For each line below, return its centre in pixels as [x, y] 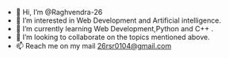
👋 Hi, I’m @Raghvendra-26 [59, 12]
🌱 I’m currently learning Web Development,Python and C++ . [114, 29]
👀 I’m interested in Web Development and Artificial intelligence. [118, 20]
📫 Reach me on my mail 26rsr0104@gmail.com [94, 46]
